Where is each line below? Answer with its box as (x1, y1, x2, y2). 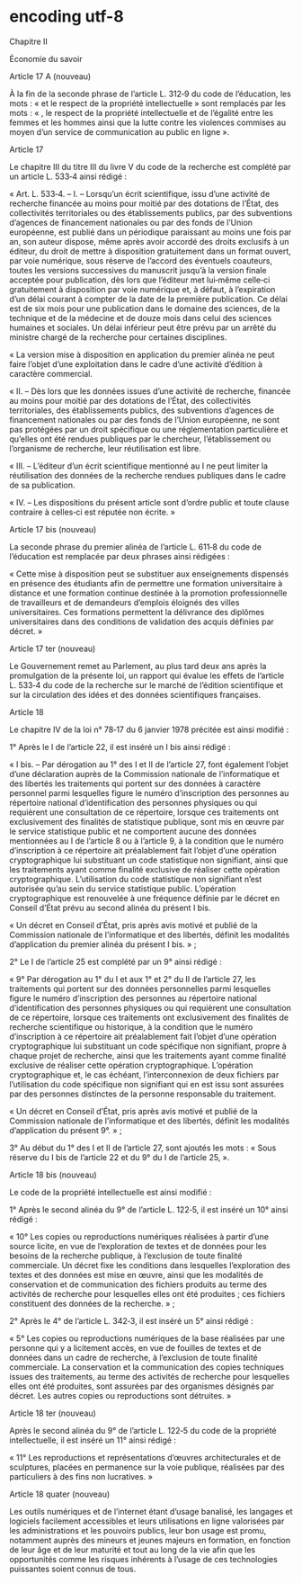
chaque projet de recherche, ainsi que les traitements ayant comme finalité (9, 1050, 287, 1060)
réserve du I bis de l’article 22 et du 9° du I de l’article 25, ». (9, 1151, 230, 1162)
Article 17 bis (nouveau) (9, 523, 97, 534)
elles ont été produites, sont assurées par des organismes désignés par (9, 1381, 274, 1391)
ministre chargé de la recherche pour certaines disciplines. (9, 331, 227, 343)
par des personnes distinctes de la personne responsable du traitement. (9, 1088, 277, 1099)
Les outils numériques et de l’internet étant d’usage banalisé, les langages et (9, 1506, 293, 1516)
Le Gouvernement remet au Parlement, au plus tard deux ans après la (9, 660, 267, 671)
